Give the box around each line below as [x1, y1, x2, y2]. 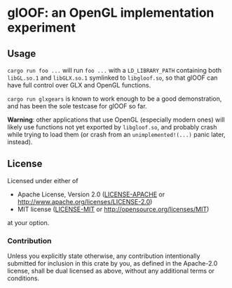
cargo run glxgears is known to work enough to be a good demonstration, [7, 94, 222, 103]
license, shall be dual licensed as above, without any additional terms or [7, 267, 215, 275]
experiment [7, 20, 76, 36]
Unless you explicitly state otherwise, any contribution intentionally [7, 252, 200, 260]
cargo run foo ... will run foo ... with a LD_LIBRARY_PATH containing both [7, 66, 222, 74]
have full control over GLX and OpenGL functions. [7, 81, 151, 89]
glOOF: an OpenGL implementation [7, 5, 214, 21]
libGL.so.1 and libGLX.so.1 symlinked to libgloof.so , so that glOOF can [7, 73, 218, 82]
